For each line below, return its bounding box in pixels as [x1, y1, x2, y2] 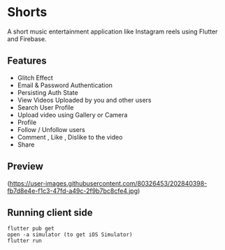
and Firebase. [7, 34, 47, 43]
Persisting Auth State [17, 88, 78, 96]
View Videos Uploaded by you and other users [17, 96, 152, 104]
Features [7, 55, 47, 67]
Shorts [7, 4, 48, 20]
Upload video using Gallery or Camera [17, 110, 128, 119]
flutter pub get [7, 225, 55, 233]
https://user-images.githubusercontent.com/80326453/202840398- [9, 179, 208, 187]
